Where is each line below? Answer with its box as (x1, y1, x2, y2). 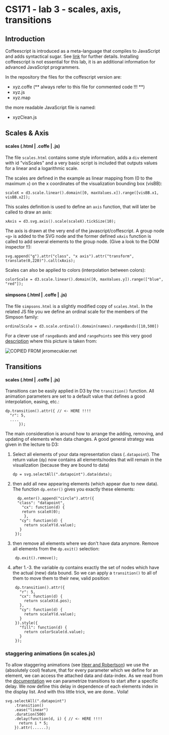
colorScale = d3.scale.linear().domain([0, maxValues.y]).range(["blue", (5, 276, 164, 282)
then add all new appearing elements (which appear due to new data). (12, 481, 159, 487)
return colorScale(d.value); (24, 629, 85, 635)
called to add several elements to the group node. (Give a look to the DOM (5, 238, 160, 244)
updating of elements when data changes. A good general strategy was (5, 436, 154, 442)
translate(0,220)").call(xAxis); (5, 258, 76, 263)
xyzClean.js (12, 114, 37, 120)
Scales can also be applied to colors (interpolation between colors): (5, 267, 146, 273)
